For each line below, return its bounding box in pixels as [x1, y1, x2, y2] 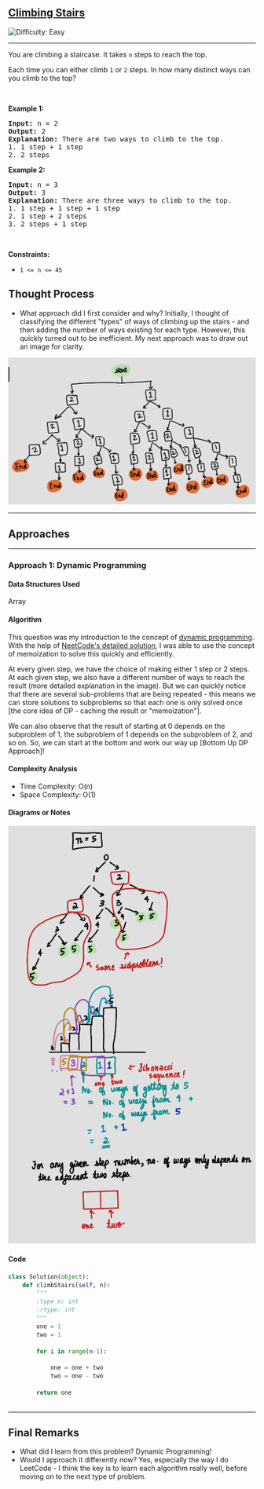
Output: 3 [8, 188, 46, 197]
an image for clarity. [19, 342, 85, 351]
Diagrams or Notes [8, 808, 71, 818]
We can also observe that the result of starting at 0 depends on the [8, 721, 225, 730]
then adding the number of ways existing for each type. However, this [19, 325, 246, 335]
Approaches [8, 527, 71, 540]
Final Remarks [8, 1426, 80, 1440]
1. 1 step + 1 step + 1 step [8, 203, 120, 213]
